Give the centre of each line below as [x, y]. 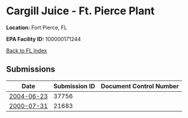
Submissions [31, 69]
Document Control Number [140, 86]
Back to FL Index [27, 50]
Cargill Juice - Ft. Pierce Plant [81, 11]
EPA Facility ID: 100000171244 [44, 39]
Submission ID [74, 86]
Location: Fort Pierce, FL [36, 27]
